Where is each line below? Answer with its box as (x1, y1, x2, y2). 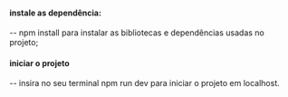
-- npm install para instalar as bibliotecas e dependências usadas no (9, 27, 265, 38)
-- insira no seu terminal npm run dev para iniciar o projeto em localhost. (9, 78, 281, 89)
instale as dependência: (9, 7, 102, 18)
